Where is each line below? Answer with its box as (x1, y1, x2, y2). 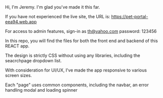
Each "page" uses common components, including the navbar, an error (5, 82, 149, 88)
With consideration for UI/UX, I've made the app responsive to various (5, 67, 147, 73)
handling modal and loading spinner (5, 87, 78, 93)
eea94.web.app (5, 19, 37, 24)
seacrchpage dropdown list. (5, 58, 62, 63)
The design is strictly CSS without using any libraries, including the (5, 52, 140, 58)
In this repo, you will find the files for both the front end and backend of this (5, 38, 158, 44)
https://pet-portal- (111, 14, 148, 19)
